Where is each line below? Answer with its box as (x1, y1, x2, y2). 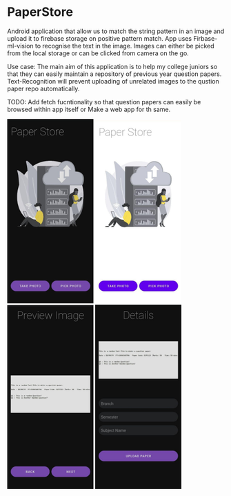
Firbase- (192, 34, 218, 42)
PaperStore (7, 4, 74, 20)
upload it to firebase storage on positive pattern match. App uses (7, 34, 192, 42)
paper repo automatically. (7, 84, 80, 93)
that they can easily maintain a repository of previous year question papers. (7, 70, 222, 78)
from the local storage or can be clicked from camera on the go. (7, 49, 190, 57)
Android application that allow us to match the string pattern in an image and (7, 27, 225, 35)
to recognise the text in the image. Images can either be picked (34, 41, 214, 50)
